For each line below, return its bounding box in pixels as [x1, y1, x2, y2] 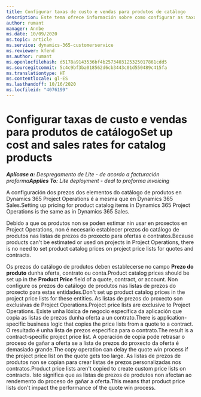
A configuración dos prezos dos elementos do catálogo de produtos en [6, 188, 182, 196]
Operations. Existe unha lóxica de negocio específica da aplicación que [6, 307, 182, 315]
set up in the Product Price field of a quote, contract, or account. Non [6, 275, 178, 282]
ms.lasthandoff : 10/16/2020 [6, 82, 77, 88]
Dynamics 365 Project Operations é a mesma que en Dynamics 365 [6, 195, 173, 202]
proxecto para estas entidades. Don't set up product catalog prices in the [6, 288, 185, 296]
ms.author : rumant [6, 53, 52, 59]
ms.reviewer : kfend [6, 48, 55, 54]
